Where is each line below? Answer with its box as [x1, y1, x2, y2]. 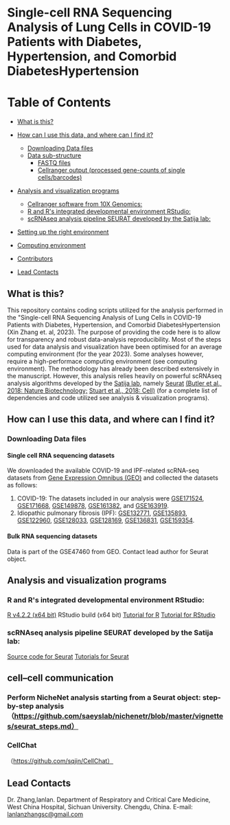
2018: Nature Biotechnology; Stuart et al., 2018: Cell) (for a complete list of [7, 386, 218, 395]
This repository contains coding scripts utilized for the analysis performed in [7, 306, 223, 314]
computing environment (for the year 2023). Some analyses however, [7, 349, 204, 358]
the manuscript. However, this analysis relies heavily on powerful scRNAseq [7, 371, 222, 379]
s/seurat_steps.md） [7, 721, 79, 731]
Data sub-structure [27, 151, 82, 159]
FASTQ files [37, 159, 71, 167]
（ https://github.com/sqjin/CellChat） [7, 757, 114, 765]
